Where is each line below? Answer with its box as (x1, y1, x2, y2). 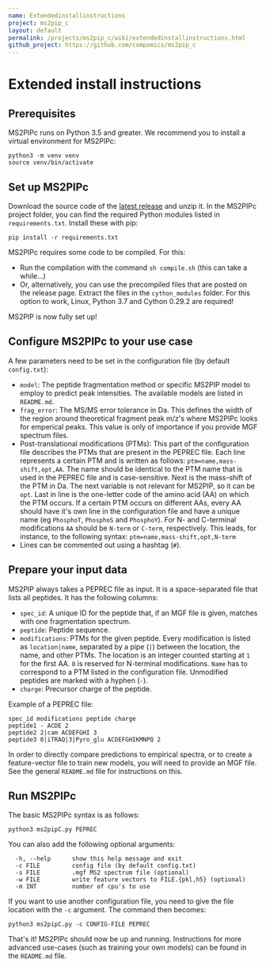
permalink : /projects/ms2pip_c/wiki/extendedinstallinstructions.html (8, 33, 246, 42)
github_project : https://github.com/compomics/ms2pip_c (8, 41, 196, 49)
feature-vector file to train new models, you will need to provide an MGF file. (8, 757, 257, 767)
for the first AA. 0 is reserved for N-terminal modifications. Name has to (19, 658, 248, 668)
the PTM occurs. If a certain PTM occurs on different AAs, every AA (19, 498, 241, 507)
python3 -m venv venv (8, 152, 80, 160)
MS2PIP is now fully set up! (8, 311, 97, 322)
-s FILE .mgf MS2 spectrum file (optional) (15, 869, 190, 877)
